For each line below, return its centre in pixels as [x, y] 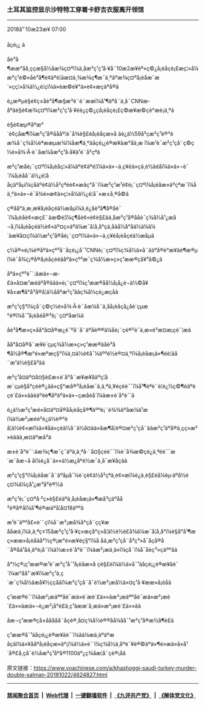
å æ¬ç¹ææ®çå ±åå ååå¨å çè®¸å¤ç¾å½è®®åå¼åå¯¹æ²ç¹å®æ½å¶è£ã [90, 620]
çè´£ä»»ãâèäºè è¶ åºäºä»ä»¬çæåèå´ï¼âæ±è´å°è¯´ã [71, 395]
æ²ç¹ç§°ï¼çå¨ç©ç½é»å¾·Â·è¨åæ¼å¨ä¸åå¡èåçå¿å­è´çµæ [78, 307]
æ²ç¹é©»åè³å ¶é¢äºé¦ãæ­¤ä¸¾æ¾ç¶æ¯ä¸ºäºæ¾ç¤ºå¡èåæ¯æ [83, 78]
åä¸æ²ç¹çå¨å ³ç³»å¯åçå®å [132, 541]
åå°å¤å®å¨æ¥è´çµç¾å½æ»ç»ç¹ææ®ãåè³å [61, 344]
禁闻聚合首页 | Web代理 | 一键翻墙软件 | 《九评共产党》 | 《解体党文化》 [102, 695]
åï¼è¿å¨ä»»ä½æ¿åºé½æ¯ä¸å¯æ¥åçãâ [80, 461]
